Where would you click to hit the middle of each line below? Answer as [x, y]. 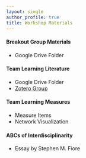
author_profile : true [33, 17]
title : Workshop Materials [39, 23]
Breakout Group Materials [39, 42]
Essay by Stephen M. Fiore [47, 148]
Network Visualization [42, 121]
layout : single [25, 12]
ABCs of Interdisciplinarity [39, 135]
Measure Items [33, 115]
